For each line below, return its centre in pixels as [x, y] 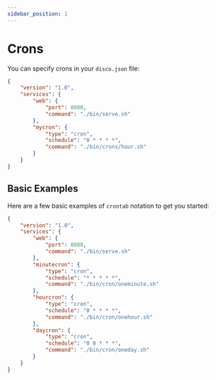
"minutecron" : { [56, 265]
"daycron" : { [52, 330]
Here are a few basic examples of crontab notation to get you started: [108, 206]
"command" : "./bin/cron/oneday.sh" [97, 350]
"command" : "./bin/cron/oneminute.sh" [102, 284]
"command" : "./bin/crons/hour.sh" [96, 147]
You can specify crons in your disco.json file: [73, 69]
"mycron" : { [50, 127]
